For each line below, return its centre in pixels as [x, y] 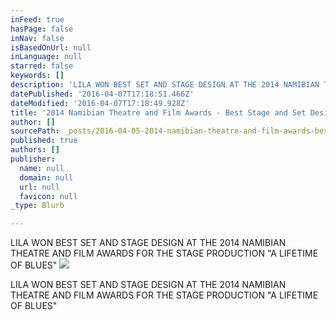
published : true [44, 141]
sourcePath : [35, 131]
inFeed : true [37, 19]
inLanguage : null [46, 57]
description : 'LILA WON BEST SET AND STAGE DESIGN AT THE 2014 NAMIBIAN [165, 85]
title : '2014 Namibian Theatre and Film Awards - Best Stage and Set [158, 112]
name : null [42, 168]
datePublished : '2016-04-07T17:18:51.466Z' [102, 94]
